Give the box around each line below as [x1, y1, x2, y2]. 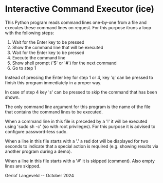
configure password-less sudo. [5, 128, 68, 134]
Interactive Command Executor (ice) [5, 3, 155, 15]
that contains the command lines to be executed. [5, 109, 103, 115]
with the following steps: [5, 30, 54, 36]
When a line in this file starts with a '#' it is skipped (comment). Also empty [5, 158, 155, 164]
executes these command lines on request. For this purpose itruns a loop [5, 24, 152, 30]
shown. [5, 94, 20, 100]
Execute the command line [12, 55, 66, 60]
